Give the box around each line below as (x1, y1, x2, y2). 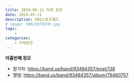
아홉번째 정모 (5, 55, 31, 61)
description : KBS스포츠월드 (5, 17, 59, 22)
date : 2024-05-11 (5, 12, 42, 17)
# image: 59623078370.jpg (5, 21, 60, 27)
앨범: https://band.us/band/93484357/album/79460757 (12, 72, 128, 78)
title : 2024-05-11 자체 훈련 (5, 7, 62, 13)
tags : (5, 26, 17, 31)
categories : (5, 36, 30, 41)
